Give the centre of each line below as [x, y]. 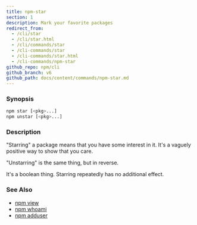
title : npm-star [26, 12]
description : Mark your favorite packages [60, 23]
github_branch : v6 [29, 73]
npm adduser [31, 215]
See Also [19, 190]
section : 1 [20, 17]
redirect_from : [25, 28]
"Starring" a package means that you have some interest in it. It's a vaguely [99, 145]
